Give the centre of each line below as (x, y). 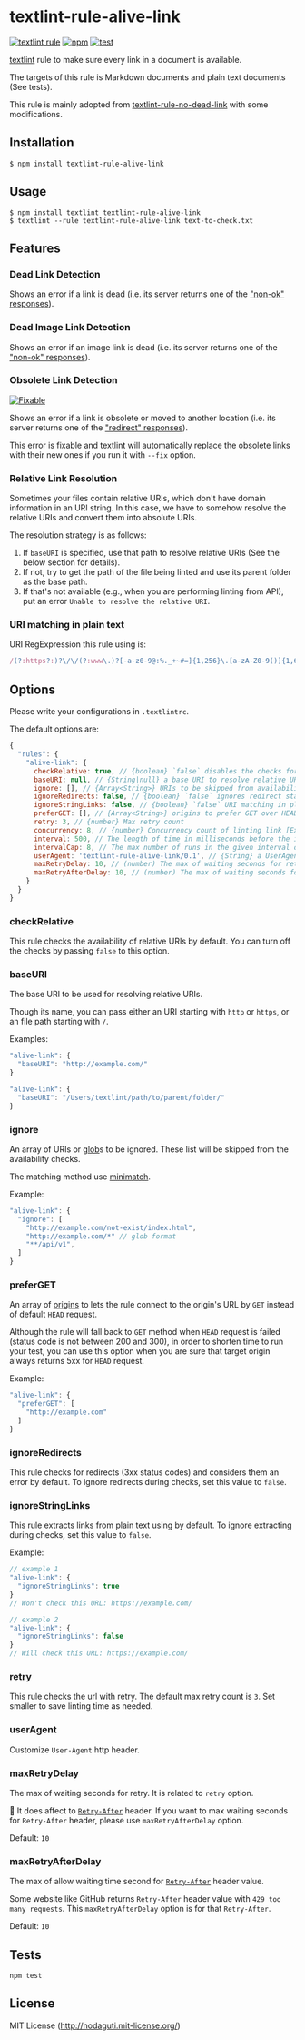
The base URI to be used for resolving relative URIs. (106, 995)
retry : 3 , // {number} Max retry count (108, 822)
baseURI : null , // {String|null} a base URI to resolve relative (159, 780)
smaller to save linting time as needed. (81, 1706)
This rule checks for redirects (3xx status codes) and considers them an (144, 1472)
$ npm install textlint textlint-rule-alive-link (105, 212)
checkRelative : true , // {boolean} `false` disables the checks (157, 771)
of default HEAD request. (54, 1314)
